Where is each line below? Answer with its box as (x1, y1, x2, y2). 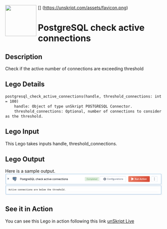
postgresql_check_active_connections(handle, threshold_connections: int (5, 94, 162, 99)
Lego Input (5, 127, 39, 136)
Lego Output (5, 155, 45, 164)
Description (5, 52, 42, 61)
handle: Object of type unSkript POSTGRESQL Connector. (14, 104, 133, 109)
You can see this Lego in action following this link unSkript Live (5, 218, 135, 224)
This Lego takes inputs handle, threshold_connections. (5, 140, 117, 146)
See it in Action (5, 205, 53, 214)
